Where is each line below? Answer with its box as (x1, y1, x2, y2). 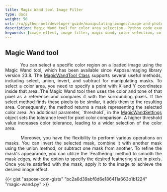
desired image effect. (5, 166, 49, 172)
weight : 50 (5, 16, 28, 21)
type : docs (5, 12, 28, 17)
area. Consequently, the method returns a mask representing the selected (5, 104, 162, 110)
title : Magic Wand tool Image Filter (5, 7, 83, 12)
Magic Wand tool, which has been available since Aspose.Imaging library (5, 67, 162, 73)
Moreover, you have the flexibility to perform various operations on (20, 134, 162, 140)
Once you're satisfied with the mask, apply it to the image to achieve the (5, 161, 162, 167)
